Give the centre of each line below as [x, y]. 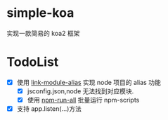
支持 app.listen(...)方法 [49, 109]
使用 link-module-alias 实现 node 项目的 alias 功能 [89, 82]
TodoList [33, 62]
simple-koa [40, 13]
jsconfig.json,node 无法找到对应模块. [80, 91]
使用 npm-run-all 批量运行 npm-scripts [83, 100]
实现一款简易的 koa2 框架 [43, 33]
